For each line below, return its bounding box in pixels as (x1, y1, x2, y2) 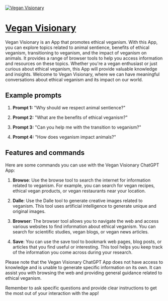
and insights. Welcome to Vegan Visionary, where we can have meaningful (5, 71, 160, 77)
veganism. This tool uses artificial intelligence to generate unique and (12, 203, 157, 209)
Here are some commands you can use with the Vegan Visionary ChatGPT (5, 162, 159, 168)
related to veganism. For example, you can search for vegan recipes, (12, 182, 155, 189)
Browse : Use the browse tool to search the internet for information (12, 177, 151, 183)
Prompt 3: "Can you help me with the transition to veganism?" (12, 124, 142, 130)
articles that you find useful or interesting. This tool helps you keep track (12, 244, 163, 250)
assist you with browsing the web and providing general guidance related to (5, 270, 162, 276)
